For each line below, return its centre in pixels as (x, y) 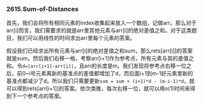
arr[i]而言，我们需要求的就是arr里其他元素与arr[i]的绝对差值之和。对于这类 (99, 30)
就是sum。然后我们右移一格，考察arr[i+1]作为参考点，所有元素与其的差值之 (100, 59)
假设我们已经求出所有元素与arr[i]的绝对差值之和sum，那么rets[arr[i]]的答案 (99, 51)
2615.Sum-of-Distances (42, 9)
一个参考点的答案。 (41, 96)
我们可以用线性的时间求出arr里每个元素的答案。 (76, 38)
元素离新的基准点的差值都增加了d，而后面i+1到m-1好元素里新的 (114, 74)
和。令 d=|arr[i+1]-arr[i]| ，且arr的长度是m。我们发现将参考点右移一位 (96, 66)
